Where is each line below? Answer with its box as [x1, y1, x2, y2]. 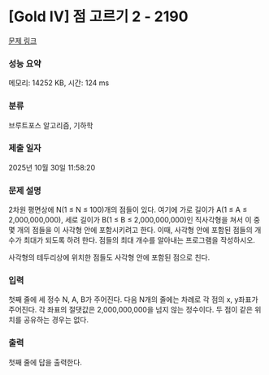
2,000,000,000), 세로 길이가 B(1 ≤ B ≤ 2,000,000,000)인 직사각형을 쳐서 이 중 [8, 215, 261, 225]
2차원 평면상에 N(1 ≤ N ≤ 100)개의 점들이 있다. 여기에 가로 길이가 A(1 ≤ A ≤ [8, 205, 248, 215]
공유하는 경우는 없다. [23, 315, 89, 325]
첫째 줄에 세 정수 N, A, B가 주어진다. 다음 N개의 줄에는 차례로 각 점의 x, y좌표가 [8, 295, 258, 304]
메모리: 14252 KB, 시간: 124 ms [8, 78, 110, 88]
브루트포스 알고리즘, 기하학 [8, 120, 93, 130]
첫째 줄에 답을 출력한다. [8, 357, 83, 367]
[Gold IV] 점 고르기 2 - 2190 [8, 7, 189, 26]
